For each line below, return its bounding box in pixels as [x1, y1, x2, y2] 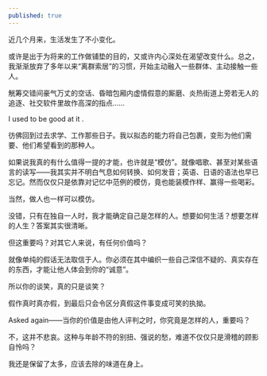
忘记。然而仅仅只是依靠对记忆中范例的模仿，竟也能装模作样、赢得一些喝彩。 [8, 176, 259, 187]
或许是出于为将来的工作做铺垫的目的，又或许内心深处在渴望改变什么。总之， [8, 51, 259, 60]
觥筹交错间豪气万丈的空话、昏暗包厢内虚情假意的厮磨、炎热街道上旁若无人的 [8, 88, 259, 98]
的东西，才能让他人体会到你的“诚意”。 [8, 264, 133, 274]
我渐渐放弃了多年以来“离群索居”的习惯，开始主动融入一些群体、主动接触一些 [8, 61, 258, 71]
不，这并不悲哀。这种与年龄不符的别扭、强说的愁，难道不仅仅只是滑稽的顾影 [8, 331, 259, 342]
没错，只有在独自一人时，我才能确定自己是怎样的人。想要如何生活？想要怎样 [8, 211, 259, 220]
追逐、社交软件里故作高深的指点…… [8, 98, 126, 107]
